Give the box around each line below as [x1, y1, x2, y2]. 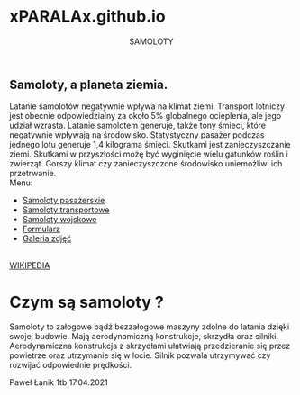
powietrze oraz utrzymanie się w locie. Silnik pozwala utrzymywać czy [9, 350, 271, 361]
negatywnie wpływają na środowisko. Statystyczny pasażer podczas [9, 130, 265, 140]
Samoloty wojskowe [22, 214, 97, 225]
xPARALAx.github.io [9, 6, 166, 27]
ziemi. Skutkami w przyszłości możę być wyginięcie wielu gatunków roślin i [9, 148, 288, 159]
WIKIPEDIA [9, 260, 50, 271]
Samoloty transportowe [22, 204, 110, 215]
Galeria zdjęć [22, 233, 72, 244]
